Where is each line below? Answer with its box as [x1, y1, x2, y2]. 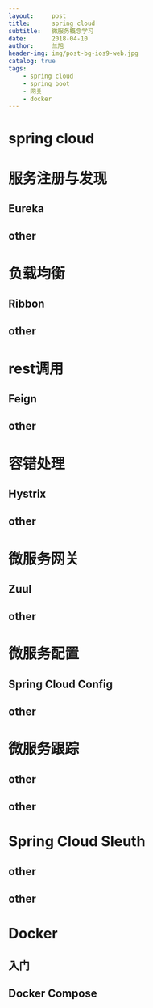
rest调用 [8, 359, 64, 377]
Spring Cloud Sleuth [8, 832, 146, 851]
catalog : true [8, 57, 56, 66]
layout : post [8, 11, 67, 20]
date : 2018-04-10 [8, 34, 89, 43]
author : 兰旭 [8, 42, 64, 50]
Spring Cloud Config [8, 677, 114, 691]
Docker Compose [8, 987, 98, 1001]
